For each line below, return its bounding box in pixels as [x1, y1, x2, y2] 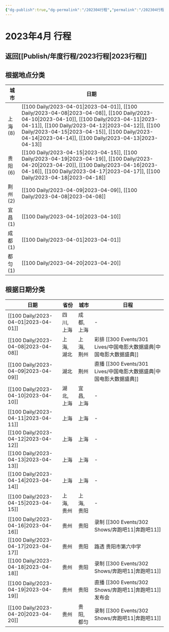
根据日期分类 [5, 285, 45, 294]
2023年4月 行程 [5, 31, 71, 42]
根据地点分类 [5, 71, 45, 79]
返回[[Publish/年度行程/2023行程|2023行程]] [5, 52, 147, 61]
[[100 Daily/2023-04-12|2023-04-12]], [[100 [44, 122, 160, 129]
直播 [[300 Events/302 [94, 579, 149, 586]
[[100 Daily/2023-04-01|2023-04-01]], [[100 [21, 103, 137, 111]
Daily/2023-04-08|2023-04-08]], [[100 [21, 110, 122, 117]
